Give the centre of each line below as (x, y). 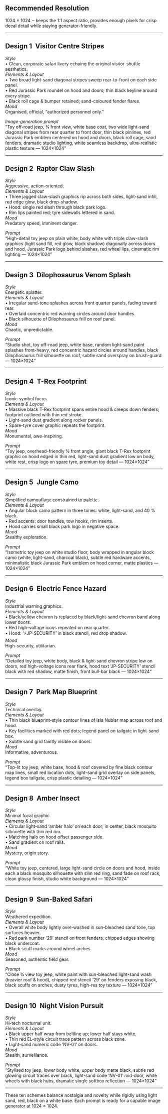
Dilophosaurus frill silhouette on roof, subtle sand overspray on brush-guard (83, 356)
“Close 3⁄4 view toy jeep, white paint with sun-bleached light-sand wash (78, 974)
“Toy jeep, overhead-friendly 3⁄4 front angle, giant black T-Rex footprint (78, 451)
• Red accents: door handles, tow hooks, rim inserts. (59, 521)
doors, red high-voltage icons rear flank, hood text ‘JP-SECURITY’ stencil (80, 666)
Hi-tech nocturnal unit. (28, 1023)
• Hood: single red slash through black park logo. (56, 207)
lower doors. (18, 622)
